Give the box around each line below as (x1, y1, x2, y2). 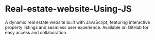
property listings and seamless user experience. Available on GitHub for (5, 24, 149, 30)
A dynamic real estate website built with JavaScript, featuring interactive (5, 19, 150, 25)
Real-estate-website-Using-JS (5, 3, 132, 14)
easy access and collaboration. (5, 29, 68, 35)
